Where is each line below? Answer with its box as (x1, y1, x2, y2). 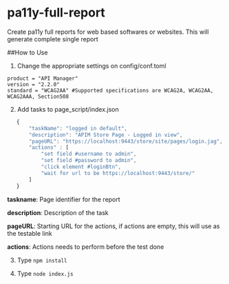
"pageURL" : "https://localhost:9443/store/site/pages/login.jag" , (28, 138, 223, 145)
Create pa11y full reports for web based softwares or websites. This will (7, 28, 209, 36)
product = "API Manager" (7, 74, 78, 82)
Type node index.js (17, 269, 74, 277)
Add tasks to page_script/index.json (17, 105, 119, 113)
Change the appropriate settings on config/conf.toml (17, 61, 166, 70)
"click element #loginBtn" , (41, 163, 122, 170)
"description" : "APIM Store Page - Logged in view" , (28, 131, 184, 139)
